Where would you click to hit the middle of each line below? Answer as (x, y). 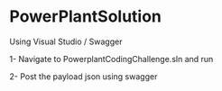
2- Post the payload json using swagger (83, 76)
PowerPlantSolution (86, 17)
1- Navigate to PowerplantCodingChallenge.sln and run (111, 59)
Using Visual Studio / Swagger (66, 41)
